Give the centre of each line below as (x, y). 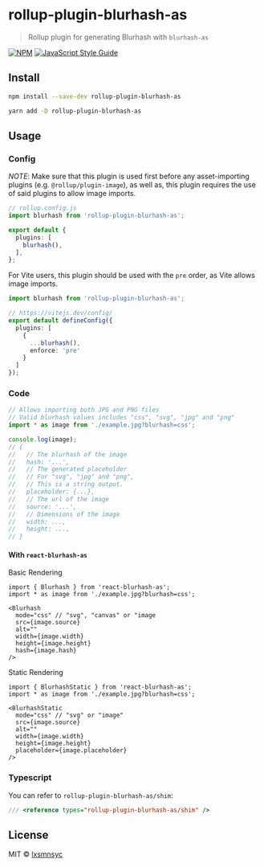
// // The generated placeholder (68, 469)
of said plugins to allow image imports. (72, 194)
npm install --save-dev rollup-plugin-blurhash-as (95, 96)
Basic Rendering (35, 573)
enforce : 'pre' (55, 350)
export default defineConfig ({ (61, 321)
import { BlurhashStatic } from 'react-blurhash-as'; (100, 687)
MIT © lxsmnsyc (36, 854)
